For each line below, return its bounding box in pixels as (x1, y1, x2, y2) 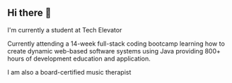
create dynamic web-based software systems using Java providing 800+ (7, 46, 221, 55)
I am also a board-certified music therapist (7, 68, 132, 76)
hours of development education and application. (7, 54, 151, 63)
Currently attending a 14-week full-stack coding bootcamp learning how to (7, 39, 225, 48)
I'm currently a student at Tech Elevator (7, 25, 122, 34)
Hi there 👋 (7, 7, 52, 19)
